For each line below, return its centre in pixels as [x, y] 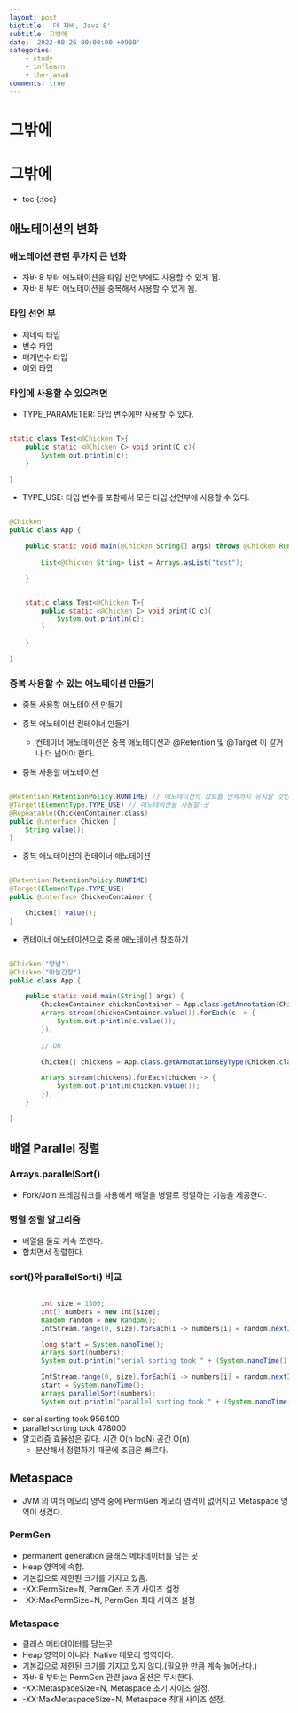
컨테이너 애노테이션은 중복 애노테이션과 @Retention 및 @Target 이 [151, 742]
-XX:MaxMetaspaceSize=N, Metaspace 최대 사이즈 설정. [124, 1700]
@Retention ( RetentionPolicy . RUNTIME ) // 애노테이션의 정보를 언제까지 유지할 [141, 797]
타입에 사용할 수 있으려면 [59, 393]
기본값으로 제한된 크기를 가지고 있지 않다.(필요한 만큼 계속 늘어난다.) [140, 1666]
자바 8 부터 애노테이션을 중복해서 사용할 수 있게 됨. [110, 288]
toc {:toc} [39, 199]
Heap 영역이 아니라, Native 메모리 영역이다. [98, 1655]
